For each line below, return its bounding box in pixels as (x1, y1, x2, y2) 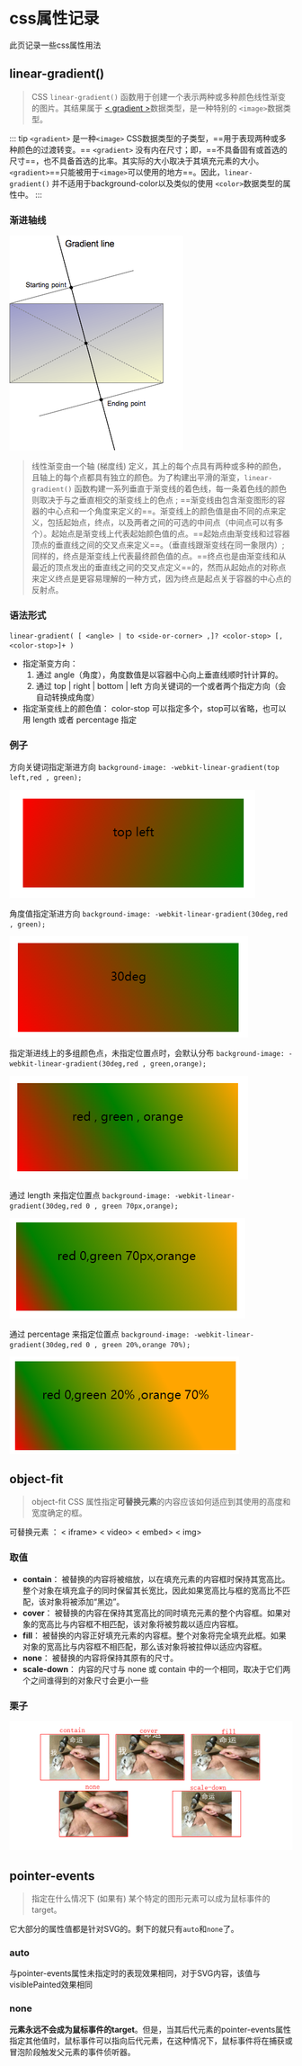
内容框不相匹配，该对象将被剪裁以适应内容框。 (69, 1618, 244, 1629)
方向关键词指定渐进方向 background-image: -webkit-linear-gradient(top (9, 761, 280, 772)
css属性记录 (9, 8, 100, 29)
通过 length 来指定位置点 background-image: (9, 1189, 171, 1201)
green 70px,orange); (102, 1202, 179, 1211)
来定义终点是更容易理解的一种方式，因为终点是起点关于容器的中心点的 (31, 573, 292, 585)
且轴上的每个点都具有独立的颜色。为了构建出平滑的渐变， (31, 472, 244, 483)
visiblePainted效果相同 (9, 1980, 93, 1990)
